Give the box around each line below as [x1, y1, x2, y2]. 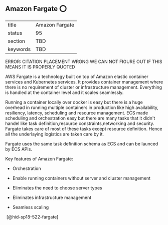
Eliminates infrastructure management [12, 194, 92, 200]
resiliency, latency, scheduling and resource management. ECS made [5, 109, 148, 115]
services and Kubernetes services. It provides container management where [5, 78, 163, 84]
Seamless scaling [12, 204, 49, 210]
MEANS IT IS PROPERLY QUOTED [5, 63, 75, 69]
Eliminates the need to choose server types [12, 184, 102, 190]
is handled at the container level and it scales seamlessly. [5, 89, 124, 95]
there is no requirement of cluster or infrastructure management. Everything [5, 84, 162, 90]
